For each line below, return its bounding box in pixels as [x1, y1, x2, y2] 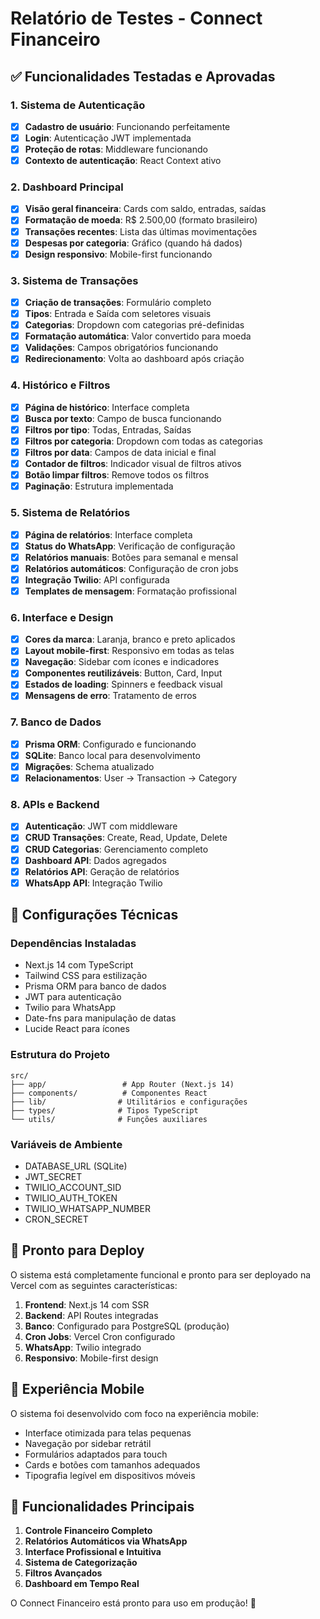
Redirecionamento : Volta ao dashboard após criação [24, 353, 245, 365]
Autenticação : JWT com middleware [24, 820, 178, 832]
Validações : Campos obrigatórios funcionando [24, 342, 219, 354]
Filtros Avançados [24, 1567, 103, 1579]
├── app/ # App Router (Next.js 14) [10, 1079, 235, 1089]
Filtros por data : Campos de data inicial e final [24, 446, 217, 458]
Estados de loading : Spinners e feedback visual [24, 678, 223, 691]
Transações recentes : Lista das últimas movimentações [24, 225, 258, 237]
